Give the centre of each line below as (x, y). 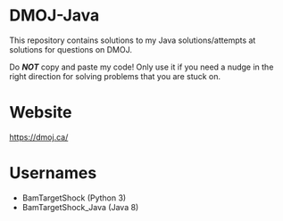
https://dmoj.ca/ (39, 137)
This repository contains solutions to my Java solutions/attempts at (133, 40)
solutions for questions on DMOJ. (71, 49)
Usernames (53, 173)
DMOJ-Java (54, 16)
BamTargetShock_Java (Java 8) (80, 207)
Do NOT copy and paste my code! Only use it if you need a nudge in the (141, 67)
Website (41, 113)
